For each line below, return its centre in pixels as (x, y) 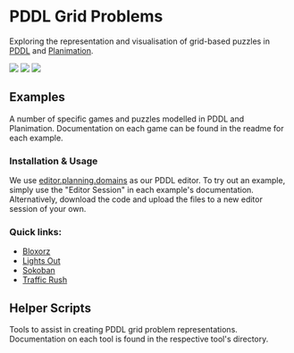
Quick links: (36, 231)
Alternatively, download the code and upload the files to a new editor (136, 199)
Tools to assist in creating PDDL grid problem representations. (124, 330)
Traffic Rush (45, 280)
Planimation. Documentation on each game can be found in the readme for (147, 128)
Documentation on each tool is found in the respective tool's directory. (139, 339)
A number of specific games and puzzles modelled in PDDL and (127, 119)
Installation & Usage (54, 161)
